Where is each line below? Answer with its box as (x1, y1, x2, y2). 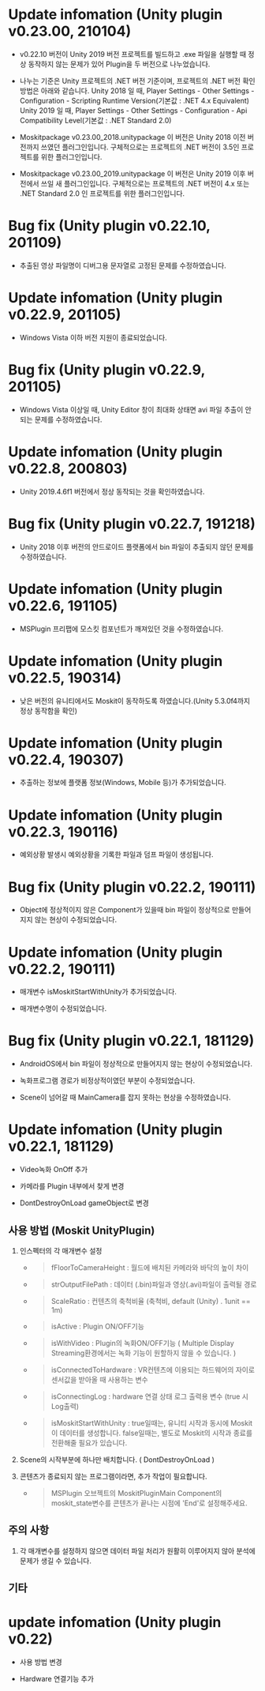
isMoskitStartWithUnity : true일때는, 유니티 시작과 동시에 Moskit (50, 1418, 253, 1427)
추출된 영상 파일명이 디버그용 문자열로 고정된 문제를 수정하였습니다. (19, 261, 226, 270)
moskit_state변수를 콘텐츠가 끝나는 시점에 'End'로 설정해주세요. (50, 1498, 248, 1508)
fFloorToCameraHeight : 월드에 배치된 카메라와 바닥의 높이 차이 (50, 1262, 249, 1272)
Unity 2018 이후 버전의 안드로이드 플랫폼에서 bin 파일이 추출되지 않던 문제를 (19, 542, 254, 551)
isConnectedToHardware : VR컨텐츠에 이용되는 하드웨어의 (50, 1365, 234, 1374)
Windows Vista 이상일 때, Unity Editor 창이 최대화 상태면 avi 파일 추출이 (19, 404, 244, 414)
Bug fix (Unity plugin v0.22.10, (8, 217, 211, 235)
